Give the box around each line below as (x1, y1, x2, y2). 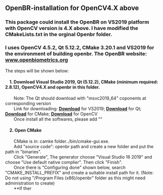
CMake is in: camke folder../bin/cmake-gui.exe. (14, 138, 110, 144)
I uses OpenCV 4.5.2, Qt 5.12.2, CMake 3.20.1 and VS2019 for (5, 44, 154, 51)
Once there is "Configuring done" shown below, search (14, 164, 126, 170)
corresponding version (5, 100, 51, 106)
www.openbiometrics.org (5, 57, 68, 64)
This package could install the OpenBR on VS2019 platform (5, 19, 149, 26)
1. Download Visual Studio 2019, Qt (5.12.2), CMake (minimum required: (9, 79, 159, 85)
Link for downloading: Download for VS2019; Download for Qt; (14, 105, 142, 111)
